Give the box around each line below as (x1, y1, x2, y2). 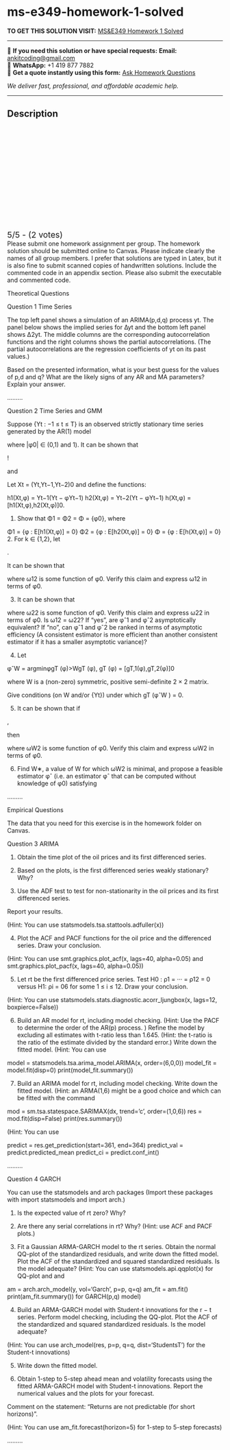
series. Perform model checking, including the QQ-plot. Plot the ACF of (16, 1313, 218, 1321)
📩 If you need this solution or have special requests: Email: (7, 46, 177, 55)
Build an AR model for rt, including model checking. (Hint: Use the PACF (16, 1016, 220, 1024)
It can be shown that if (16, 704, 81, 712)
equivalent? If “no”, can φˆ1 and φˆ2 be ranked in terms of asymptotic (7, 623, 203, 631)
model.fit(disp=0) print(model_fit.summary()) (7, 1066, 133, 1074)
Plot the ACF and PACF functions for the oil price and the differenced (16, 934, 212, 942)
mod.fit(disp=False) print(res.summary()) (7, 1114, 123, 1122)
